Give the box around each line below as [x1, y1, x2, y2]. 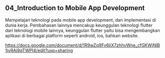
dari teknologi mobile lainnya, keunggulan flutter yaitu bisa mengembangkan [5, 27, 160, 33]
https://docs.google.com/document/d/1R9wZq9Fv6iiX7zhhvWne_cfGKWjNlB [5, 42, 160, 48]
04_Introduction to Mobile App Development [5, 4, 145, 12]
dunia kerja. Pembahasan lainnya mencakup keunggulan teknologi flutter [5, 22, 153, 28]
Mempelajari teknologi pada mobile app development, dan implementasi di [5, 17, 156, 23]
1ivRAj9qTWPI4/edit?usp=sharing [5, 47, 73, 53]
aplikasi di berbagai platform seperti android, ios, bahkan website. [5, 32, 139, 38]
